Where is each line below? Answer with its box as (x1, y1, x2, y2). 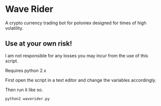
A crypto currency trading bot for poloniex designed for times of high (5, 20, 147, 26)
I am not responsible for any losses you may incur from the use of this (5, 53, 148, 58)
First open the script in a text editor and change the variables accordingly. (5, 77, 157, 83)
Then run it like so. (5, 87, 43, 93)
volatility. (5, 25, 24, 31)
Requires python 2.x (5, 67, 46, 73)
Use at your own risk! (5, 40, 73, 48)
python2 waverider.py (5, 96, 50, 101)
